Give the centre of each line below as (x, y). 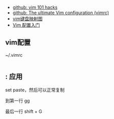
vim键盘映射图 (28, 19)
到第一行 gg (18, 100)
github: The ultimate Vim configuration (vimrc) (61, 13)
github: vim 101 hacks (35, 7)
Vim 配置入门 (26, 25)
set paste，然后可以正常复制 (35, 90)
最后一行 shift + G (24, 111)
